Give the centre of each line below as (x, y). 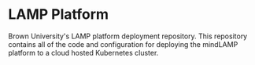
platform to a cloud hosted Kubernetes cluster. (83, 52)
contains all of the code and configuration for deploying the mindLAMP (123, 44)
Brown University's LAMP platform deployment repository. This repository (128, 36)
